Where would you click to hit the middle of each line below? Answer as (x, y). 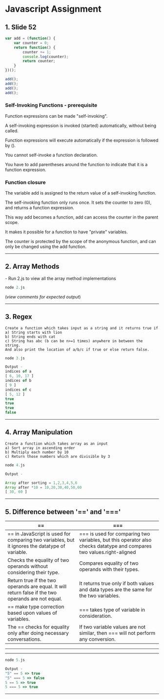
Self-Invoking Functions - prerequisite (51, 105)
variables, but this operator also (115, 540)
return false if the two (32, 593)
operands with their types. (109, 570)
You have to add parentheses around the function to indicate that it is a (76, 164)
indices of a (18, 372)
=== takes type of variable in (112, 610)
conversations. (24, 639)
